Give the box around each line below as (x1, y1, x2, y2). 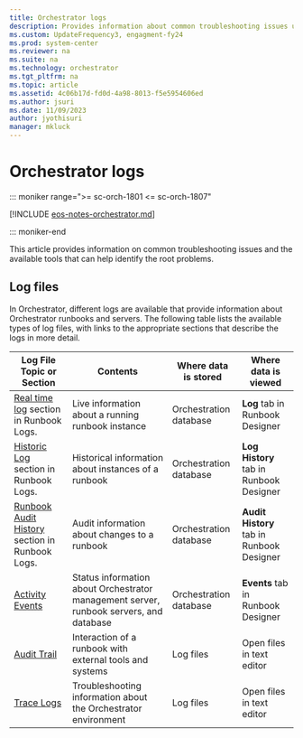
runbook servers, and (71, 604, 163, 617)
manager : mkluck (9, 123, 70, 132)
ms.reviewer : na (9, 47, 70, 56)
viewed (249, 376, 282, 388)
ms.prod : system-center (9, 38, 99, 48)
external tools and (71, 653, 149, 666)
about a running (71, 408, 140, 421)
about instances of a (71, 462, 160, 475)
